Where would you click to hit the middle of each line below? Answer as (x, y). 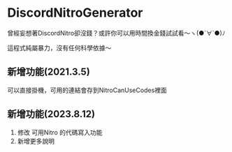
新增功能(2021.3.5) (49, 72)
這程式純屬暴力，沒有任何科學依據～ (59, 47)
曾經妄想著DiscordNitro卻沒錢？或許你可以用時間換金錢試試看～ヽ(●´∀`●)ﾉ (116, 33)
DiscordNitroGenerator (75, 13)
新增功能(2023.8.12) (51, 114)
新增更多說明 (36, 141)
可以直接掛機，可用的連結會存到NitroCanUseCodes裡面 (87, 90)
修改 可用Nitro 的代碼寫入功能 (60, 132)
